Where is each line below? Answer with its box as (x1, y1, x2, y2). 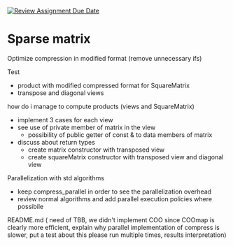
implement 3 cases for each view (17, 115, 113, 124)
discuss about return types (17, 138, 96, 146)
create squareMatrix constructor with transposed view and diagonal (27, 152, 224, 161)
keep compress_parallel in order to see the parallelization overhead (17, 187, 212, 196)
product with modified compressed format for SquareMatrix (17, 81, 190, 89)
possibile (17, 202, 44, 210)
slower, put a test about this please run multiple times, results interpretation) (7, 231, 227, 239)
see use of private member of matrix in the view (17, 123, 156, 131)
